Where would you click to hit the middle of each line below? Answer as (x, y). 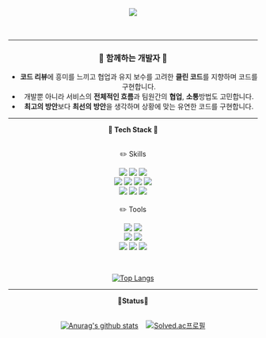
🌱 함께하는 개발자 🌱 (133, 58)
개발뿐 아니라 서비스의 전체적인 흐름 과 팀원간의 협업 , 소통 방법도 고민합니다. (139, 97)
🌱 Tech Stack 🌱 (133, 130)
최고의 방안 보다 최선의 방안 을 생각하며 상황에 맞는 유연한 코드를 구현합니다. (139, 107)
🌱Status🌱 (133, 301)
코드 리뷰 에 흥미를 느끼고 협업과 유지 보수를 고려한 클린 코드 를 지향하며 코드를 (139, 77)
